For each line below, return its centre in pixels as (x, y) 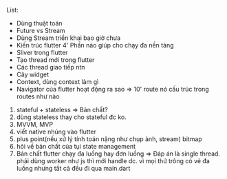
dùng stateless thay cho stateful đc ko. (71, 117)
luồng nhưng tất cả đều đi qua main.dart (73, 168)
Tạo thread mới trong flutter (55, 60)
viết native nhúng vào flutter (56, 131)
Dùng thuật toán (39, 23)
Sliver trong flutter (42, 52)
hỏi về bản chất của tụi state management (76, 146)
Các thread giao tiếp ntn (51, 67)
